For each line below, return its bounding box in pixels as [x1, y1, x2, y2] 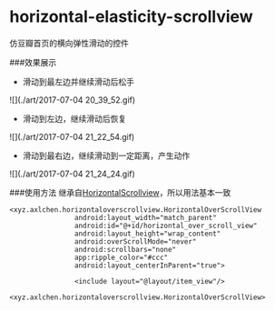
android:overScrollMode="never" [74, 236, 197, 246]
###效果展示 [9, 56, 57, 67]
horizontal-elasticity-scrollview [9, 6, 253, 27]
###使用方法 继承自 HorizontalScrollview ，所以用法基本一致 [9, 186, 231, 197]
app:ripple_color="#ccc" [74, 253, 169, 262]
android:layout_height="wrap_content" [74, 229, 221, 238]
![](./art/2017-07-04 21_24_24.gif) [9, 168, 136, 179]
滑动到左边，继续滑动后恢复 [22, 113, 127, 124]
